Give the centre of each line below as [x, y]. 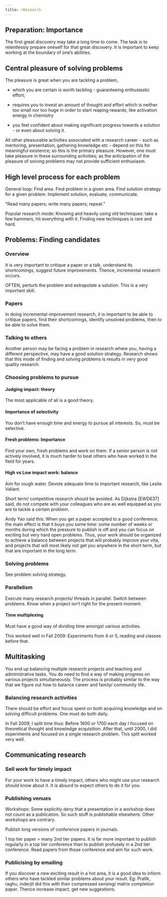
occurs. [13, 275]
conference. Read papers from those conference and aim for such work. [80, 849]
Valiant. [13, 489]
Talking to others [26, 338]
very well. [15, 739]
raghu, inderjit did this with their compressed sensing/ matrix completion [80, 884]
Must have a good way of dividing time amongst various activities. [73, 626]
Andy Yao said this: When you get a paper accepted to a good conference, [82, 519]
